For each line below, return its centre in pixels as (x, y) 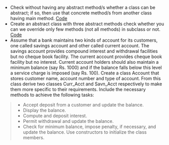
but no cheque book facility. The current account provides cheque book (86, 57)
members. (34, 138)
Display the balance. (45, 110)
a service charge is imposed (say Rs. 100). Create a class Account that (85, 73)
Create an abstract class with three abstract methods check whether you (87, 24)
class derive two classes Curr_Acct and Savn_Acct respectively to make (86, 84)
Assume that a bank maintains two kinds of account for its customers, (84, 40)
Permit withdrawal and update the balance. (68, 121)
